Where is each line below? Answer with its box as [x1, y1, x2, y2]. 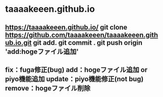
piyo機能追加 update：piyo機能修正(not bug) [5, 75, 144, 83]
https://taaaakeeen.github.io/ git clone [5, 23, 127, 32]
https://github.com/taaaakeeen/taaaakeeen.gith [5, 31, 158, 39]
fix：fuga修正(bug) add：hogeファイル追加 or [5, 65, 148, 74]
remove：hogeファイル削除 [5, 84, 90, 92]
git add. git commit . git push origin [33, 38, 143, 47]
